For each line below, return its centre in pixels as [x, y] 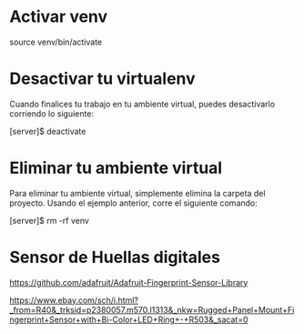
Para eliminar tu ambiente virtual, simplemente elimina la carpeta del [137, 193]
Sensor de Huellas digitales [115, 258]
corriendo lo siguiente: [51, 113]
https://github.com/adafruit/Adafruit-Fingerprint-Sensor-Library [129, 282]
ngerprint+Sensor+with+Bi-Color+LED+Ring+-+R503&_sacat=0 [129, 319]
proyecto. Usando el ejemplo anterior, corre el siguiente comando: [133, 203]
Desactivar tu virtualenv [102, 79]
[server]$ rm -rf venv [49, 220]
